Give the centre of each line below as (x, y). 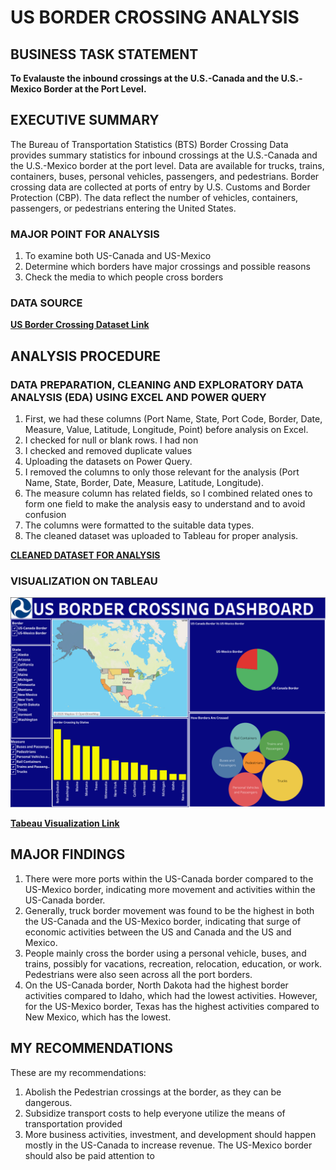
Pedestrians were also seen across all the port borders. (138, 974)
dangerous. (48, 1102)
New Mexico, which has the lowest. (98, 1017)
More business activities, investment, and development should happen (170, 1134)
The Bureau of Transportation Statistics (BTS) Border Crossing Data (149, 144)
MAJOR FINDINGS (68, 854)
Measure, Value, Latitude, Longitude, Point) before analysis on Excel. (166, 430)
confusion (45, 515)
